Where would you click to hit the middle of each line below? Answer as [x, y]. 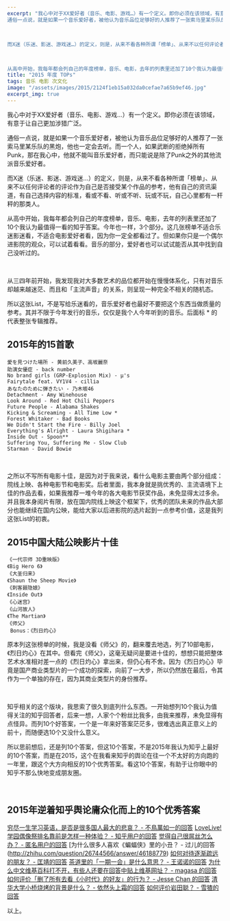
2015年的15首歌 [40, 345]
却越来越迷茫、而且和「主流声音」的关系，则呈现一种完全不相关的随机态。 [112, 289]
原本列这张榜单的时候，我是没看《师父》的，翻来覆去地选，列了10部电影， [112, 644]
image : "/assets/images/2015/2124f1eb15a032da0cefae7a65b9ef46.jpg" [107, 88]
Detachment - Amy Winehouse [47, 395]
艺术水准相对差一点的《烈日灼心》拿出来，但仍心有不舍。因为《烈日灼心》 [112, 662]
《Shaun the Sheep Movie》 [42, 581]
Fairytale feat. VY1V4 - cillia [53, 382]
